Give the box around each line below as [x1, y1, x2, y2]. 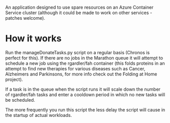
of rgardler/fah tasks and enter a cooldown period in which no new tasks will [5, 91, 165, 98]
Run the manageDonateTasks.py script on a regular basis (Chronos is [5, 49, 150, 55]
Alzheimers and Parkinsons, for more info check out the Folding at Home [5, 71, 157, 77]
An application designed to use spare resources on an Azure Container [5, 5, 154, 10]
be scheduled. [5, 97, 36, 103]
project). [5, 76, 23, 83]
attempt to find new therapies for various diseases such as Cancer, [5, 65, 146, 71]
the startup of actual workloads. [5, 112, 72, 118]
